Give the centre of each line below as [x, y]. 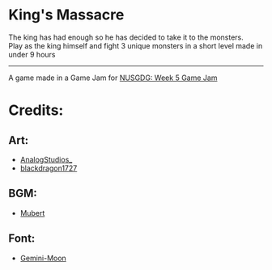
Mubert [32, 213]
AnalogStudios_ [46, 159]
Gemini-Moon [43, 258]
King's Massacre [66, 15]
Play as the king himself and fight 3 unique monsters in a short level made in [136, 45]
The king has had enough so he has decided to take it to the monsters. [126, 37]
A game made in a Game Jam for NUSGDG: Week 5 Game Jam [113, 78]
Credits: [36, 110]
